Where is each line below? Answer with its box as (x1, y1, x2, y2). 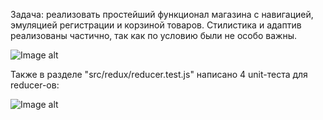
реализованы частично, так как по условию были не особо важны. (10, 30, 298, 41)
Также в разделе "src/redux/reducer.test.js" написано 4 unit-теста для (10, 69, 308, 80)
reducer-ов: (10, 79, 60, 91)
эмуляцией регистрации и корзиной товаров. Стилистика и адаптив (10, 19, 302, 31)
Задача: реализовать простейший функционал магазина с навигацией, (10, 9, 314, 20)
